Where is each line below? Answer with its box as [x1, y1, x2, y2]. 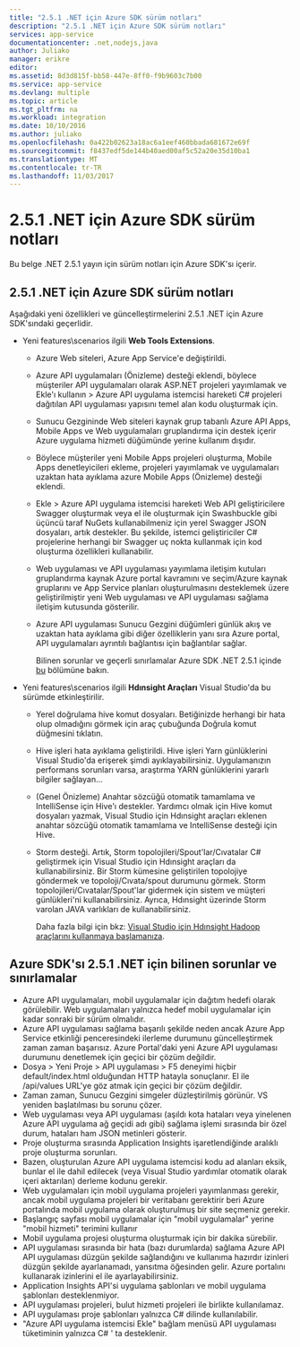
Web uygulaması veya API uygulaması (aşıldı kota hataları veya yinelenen [21, 1109, 292, 1119]
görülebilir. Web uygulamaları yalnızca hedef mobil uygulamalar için [21, 1004, 271, 1015]
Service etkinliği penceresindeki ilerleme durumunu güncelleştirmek [21, 1032, 273, 1043]
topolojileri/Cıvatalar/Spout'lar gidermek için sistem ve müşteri [35, 885, 266, 895]
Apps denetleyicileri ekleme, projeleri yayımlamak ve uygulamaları [35, 462, 279, 472]
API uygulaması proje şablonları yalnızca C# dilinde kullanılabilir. [21, 1308, 258, 1319]
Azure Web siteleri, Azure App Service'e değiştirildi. [35, 353, 227, 363]
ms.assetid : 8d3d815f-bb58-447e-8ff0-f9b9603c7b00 [9, 72, 202, 81]
